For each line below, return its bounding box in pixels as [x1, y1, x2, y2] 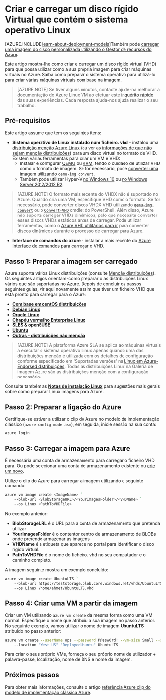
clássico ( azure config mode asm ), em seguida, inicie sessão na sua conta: [5, 421, 157, 427]
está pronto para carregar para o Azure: [5, 291, 86, 297]
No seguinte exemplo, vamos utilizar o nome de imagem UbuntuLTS [5, 623, 144, 629]
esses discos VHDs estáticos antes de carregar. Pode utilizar [17, 217, 142, 223]
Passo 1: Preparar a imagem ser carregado [5, 257, 138, 266]
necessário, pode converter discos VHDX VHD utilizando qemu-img [17, 202, 152, 208]
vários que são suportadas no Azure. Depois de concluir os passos [5, 281, 142, 287]
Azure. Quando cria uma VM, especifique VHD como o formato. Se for [17, 196, 161, 202]
